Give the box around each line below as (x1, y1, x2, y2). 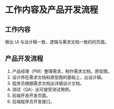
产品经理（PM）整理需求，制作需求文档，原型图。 (12, 68, 112, 74)
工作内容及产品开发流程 (5, 4, 99, 16)
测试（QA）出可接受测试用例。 (12, 86, 73, 92)
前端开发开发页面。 (12, 93, 51, 98)
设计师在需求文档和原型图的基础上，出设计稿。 (12, 74, 105, 80)
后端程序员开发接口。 (12, 98, 55, 104)
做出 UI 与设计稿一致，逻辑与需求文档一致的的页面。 (5, 39, 110, 45)
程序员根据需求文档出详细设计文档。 (12, 80, 85, 86)
